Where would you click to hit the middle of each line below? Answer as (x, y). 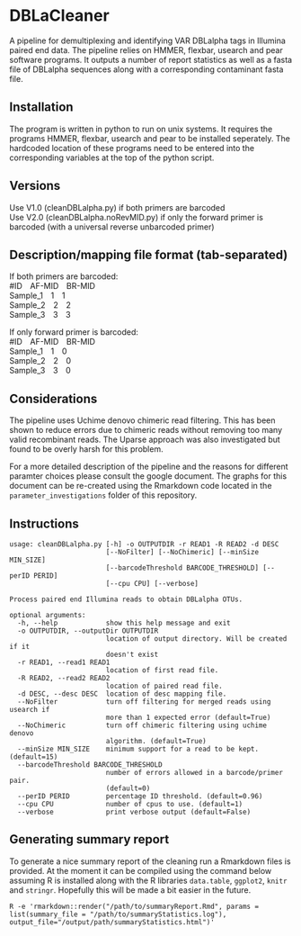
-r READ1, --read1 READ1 (64, 662)
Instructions (44, 523)
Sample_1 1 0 (38, 351)
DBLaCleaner (59, 16)
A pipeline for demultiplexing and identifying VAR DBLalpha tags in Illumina (147, 40)
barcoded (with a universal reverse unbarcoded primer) (112, 227)
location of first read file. (162, 670)
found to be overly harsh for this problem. (86, 449)
